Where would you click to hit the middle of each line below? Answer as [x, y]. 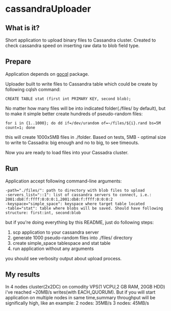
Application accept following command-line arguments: [64, 181]
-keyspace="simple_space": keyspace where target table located [75, 204]
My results [23, 275]
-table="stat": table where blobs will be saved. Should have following [84, 208]
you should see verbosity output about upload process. [64, 258]
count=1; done [20, 128]
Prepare [18, 62]
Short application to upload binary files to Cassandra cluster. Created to [81, 40]
